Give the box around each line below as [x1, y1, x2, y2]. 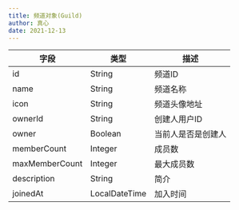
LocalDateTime [90, 188, 147, 200]
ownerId [12, 113, 44, 125]
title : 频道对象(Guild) [8, 11, 82, 20]
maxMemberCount [12, 158, 83, 169]
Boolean [90, 129, 121, 140]
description [12, 173, 55, 184]
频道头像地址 [154, 99, 203, 110]
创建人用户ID [154, 113, 202, 125]
